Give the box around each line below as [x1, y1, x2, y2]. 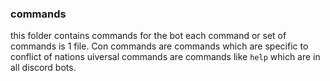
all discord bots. [10, 62, 77, 74]
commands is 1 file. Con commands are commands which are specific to [10, 40, 309, 52]
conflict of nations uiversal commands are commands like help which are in [10, 51, 321, 63]
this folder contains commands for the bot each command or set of [10, 30, 287, 42]
